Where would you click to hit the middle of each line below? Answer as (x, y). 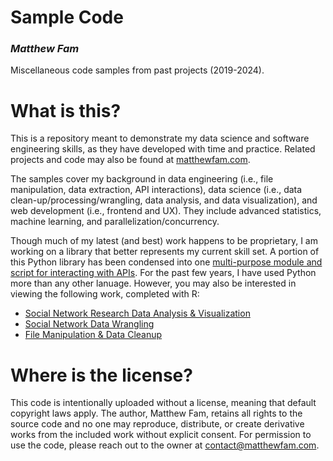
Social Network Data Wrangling (89, 324)
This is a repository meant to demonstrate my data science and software (160, 138)
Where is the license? (101, 375)
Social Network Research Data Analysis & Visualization (137, 313)
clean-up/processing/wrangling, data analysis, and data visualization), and (164, 200)
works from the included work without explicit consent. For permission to (161, 435)
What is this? (66, 110)
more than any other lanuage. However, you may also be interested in (153, 283)
